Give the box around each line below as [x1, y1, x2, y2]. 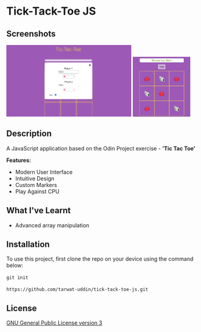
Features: [6, 157, 32, 164]
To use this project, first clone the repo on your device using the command [6, 255, 194, 263]
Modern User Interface [15, 168, 73, 175]
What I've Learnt [6, 205, 71, 216]
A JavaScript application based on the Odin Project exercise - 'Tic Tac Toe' [6, 144, 196, 152]
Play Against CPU [15, 188, 60, 195]
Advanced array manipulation [15, 221, 90, 229]
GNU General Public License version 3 [6, 319, 102, 327]
